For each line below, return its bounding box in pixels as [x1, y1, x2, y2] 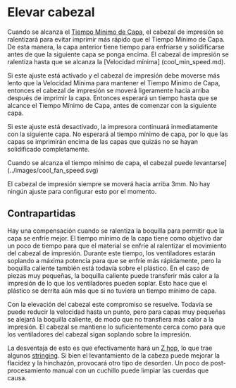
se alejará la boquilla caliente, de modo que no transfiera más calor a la [7, 315, 214, 323]
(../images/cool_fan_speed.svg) [7, 166, 99, 174]
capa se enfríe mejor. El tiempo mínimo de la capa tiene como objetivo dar [7, 234, 223, 242]
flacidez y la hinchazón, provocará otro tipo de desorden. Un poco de [7, 358, 209, 367]
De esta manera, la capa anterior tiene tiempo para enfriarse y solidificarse [7, 42, 225, 51]
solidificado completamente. [7, 145, 90, 153]
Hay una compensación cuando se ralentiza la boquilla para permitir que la [7, 226, 225, 235]
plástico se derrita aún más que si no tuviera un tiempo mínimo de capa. [7, 286, 217, 295]
